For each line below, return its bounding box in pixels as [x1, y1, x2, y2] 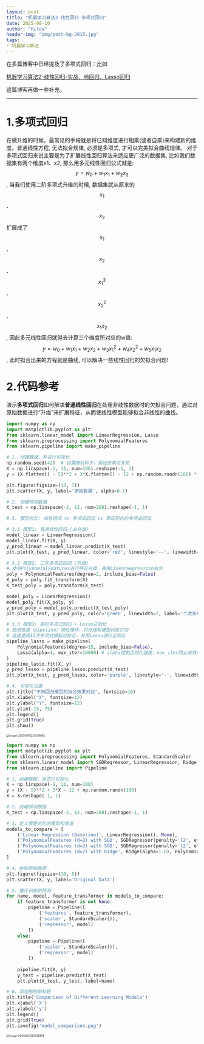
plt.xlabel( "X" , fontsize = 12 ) [6, 694, 83, 700]
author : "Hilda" [6, 26, 47, 32]
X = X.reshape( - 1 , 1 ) [6, 793, 61, 799]
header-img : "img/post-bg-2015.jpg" [6, 32, 99, 38]
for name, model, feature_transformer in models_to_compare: [6, 893, 165, 899]
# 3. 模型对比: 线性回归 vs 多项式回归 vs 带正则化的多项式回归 [6, 516, 151, 522]
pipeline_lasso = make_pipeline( [6, 638, 91, 644]
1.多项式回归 [6, 115, 68, 129]
